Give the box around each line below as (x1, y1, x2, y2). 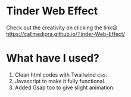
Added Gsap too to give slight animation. (14, 84, 115, 91)
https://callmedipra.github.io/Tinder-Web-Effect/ (6, 30, 125, 37)
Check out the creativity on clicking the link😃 (6, 24, 118, 31)
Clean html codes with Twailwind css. (14, 71, 108, 78)
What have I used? (6, 51, 100, 65)
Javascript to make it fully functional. (14, 77, 106, 84)
